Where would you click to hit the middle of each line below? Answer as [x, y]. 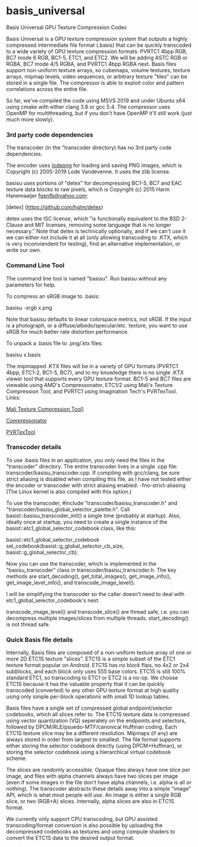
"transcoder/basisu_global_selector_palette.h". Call [68, 509]
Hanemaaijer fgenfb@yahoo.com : [47, 196]
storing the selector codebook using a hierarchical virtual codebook [89, 752]
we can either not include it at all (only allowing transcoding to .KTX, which [97, 237]
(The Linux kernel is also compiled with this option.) [69, 491]
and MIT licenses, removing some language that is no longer [98, 225]
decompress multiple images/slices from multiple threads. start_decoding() [98, 618]
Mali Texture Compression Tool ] [45, 409]
